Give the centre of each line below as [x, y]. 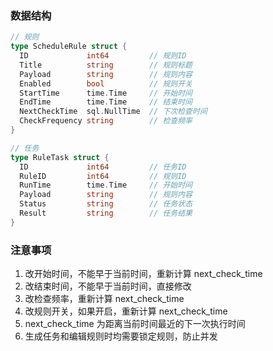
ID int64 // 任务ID [103, 167]
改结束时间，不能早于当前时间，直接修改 [108, 286]
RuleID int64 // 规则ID [103, 176]
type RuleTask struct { [60, 157]
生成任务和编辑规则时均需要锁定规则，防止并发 [121, 336]
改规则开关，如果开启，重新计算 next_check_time [126, 311]
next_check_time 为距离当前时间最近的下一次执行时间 [135, 324]
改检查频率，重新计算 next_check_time [104, 299]
